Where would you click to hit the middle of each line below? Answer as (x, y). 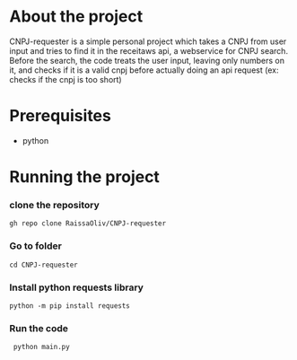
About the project (76, 17)
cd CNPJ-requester (44, 265)
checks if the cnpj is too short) (66, 79)
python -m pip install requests (70, 306)
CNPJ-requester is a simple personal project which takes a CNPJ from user (148, 41)
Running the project (84, 177)
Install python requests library (76, 287)
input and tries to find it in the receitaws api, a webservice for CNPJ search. (149, 50)
